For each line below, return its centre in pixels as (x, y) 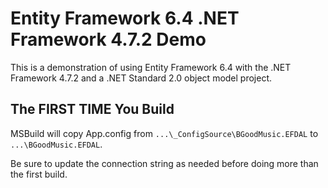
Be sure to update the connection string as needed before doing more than (164, 163)
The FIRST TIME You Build (92, 109)
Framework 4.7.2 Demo (108, 39)
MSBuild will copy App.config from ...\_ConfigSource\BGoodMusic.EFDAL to (164, 133)
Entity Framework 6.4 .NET (125, 18)
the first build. (39, 174)
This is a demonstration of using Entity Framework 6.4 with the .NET (151, 67)
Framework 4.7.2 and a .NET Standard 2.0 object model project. (141, 78)
